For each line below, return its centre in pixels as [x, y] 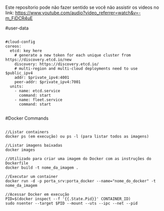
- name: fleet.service [38, 100]
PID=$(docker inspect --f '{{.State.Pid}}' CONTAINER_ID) [68, 199]
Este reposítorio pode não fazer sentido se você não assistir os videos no [82, 7]
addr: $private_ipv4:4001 [42, 77]
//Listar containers [27, 132]
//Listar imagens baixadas [34, 145]
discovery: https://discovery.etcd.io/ [57, 64]
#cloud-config [20, 42]
